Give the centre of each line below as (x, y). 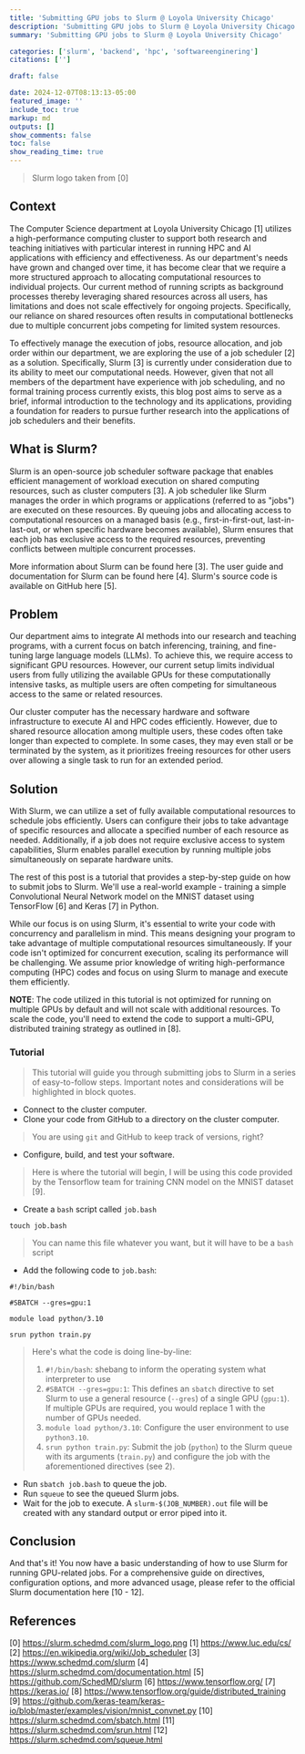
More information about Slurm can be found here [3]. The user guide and (147, 566)
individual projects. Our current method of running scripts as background (147, 286)
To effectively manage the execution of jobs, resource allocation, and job (146, 343)
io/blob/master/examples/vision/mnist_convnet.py (103, 1711)
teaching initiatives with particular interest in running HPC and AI (131, 248)
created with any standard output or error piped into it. (125, 1512)
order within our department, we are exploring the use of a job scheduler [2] (152, 353)
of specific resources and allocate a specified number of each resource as (149, 831)
